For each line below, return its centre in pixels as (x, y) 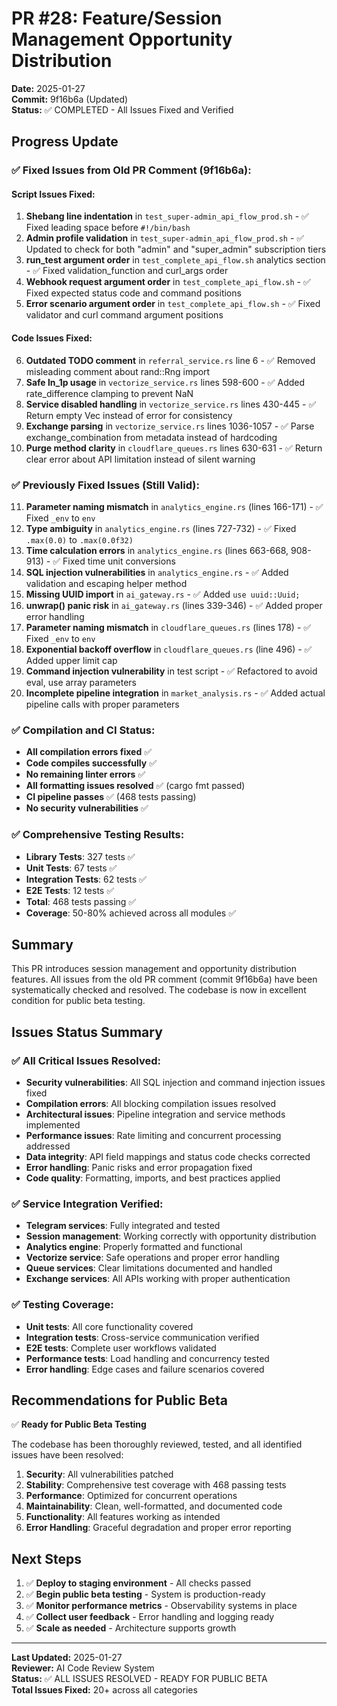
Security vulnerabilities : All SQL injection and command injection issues (175, 1083)
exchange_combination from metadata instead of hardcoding (151, 437)
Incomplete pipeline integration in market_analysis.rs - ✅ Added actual (175, 693)
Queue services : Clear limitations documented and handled (149, 1268)
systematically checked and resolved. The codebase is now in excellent (159, 990)
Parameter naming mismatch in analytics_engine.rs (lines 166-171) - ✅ (174, 506)
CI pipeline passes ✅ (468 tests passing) (111, 797)
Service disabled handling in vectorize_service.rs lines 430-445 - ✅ (171, 404)
